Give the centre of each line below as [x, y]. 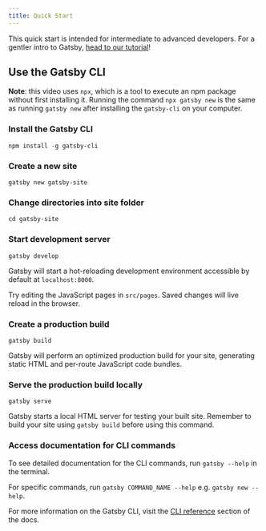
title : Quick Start [41, 16]
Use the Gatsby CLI [57, 72]
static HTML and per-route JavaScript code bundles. [95, 364]
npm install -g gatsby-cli [53, 146]
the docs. [24, 519]
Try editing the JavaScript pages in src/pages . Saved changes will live [123, 295]
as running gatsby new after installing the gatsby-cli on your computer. [125, 108]
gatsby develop [34, 256]
